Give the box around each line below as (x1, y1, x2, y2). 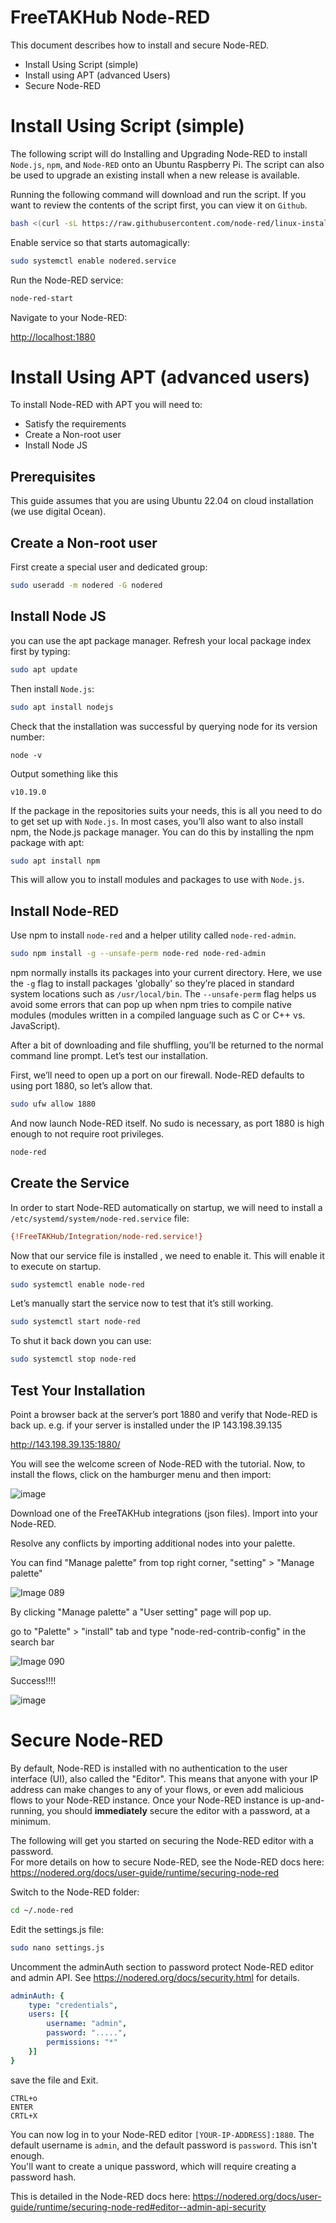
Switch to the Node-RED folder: (10, 1886, 140, 1898)
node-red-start (10, 293, 74, 303)
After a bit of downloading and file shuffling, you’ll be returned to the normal (10, 1039, 324, 1051)
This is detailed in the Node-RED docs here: (10, 2190, 191, 2202)
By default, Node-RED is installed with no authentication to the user (10, 1762, 288, 1774)
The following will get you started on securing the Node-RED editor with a (10, 1834, 314, 1846)
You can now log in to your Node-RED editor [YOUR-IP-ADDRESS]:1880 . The (10, 2128, 315, 2140)
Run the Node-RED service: (10, 274, 124, 286)
